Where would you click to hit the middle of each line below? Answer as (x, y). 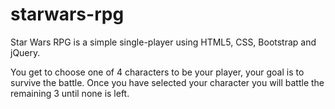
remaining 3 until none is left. (70, 93)
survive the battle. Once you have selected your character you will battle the (167, 82)
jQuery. (25, 52)
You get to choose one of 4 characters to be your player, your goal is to (157, 72)
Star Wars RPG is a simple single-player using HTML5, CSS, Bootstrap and (163, 42)
